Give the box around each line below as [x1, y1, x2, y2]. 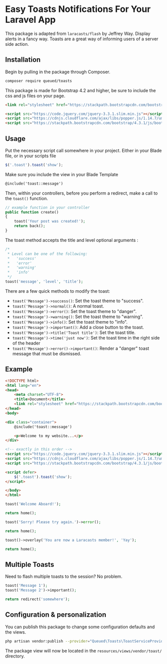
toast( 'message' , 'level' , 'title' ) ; [5, 279, 83, 284]
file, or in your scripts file [5, 153, 56, 159]
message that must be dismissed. [12, 350, 82, 356]
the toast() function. [5, 195, 48, 201]
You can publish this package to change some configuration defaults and [5, 624, 155, 630]
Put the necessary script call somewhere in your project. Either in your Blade [5, 147, 162, 153]
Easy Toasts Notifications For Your [5, 3, 151, 15]
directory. [5, 653, 25, 659]
